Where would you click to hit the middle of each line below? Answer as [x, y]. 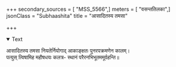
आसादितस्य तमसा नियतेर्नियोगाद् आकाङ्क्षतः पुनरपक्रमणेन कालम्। [68, 51]
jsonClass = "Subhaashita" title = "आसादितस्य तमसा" [67, 16]
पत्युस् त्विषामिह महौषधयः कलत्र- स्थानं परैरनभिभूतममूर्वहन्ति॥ [63, 57]
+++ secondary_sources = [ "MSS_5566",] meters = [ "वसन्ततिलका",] [88, 9]
